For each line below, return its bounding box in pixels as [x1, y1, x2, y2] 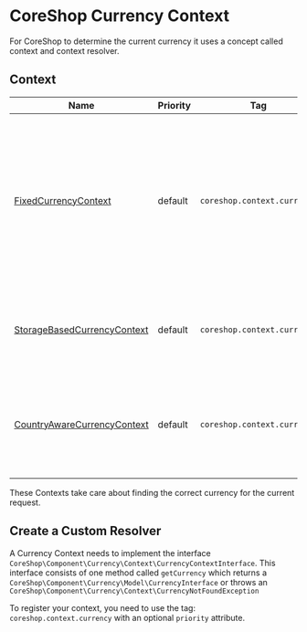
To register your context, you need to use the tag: [9, 602, 196, 613]
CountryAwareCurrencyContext [14, 417, 149, 430]
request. [9, 497, 41, 508]
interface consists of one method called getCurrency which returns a [9, 567, 268, 578]
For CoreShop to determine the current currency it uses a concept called [9, 36, 283, 47]
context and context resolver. [9, 45, 121, 56]
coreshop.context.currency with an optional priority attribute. [9, 612, 245, 623]
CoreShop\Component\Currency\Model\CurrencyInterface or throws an [9, 576, 268, 587]
